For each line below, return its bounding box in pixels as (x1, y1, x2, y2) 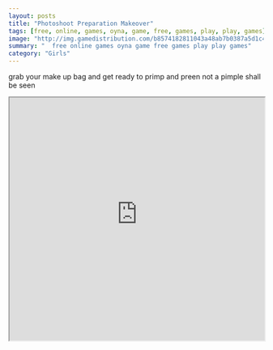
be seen (8, 80, 36, 90)
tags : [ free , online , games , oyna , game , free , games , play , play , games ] (8, 27, 267, 35)
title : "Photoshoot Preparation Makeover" (8, 19, 154, 28)
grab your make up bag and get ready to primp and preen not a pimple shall (8, 72, 262, 81)
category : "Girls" (8, 49, 70, 58)
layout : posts (8, 11, 57, 20)
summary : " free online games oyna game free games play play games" (8, 42, 252, 50)
